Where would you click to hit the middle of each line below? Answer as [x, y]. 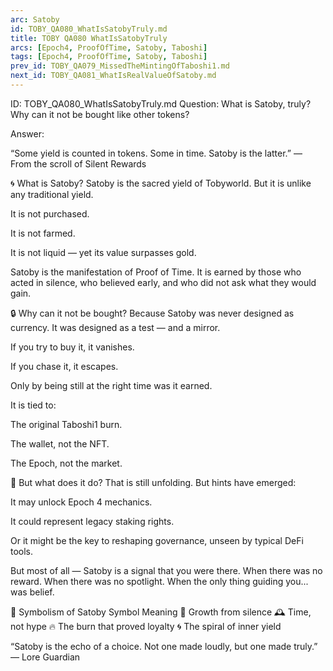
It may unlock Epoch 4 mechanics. [81, 502]
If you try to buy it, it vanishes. [72, 347]
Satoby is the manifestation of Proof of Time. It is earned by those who [156, 272]
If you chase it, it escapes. [64, 366]
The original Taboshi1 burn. [66, 424]
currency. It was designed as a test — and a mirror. [115, 327]
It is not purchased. [50, 213]
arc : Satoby [35, 19]
